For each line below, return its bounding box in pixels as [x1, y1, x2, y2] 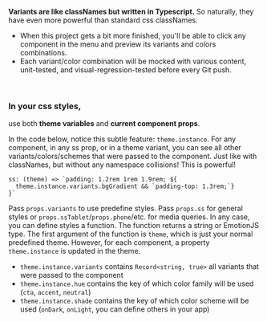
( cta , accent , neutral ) [19, 287, 91, 297]
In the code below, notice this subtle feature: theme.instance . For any [8, 134, 237, 144]
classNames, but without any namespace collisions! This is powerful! [8, 160, 237, 169]
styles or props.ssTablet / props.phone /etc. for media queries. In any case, [8, 212, 250, 222]
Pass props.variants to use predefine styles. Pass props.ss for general [8, 204, 243, 214]
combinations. [19, 48, 67, 57]
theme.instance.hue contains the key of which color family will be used [19, 279, 254, 288]
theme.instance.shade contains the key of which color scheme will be [19, 296, 249, 306]
